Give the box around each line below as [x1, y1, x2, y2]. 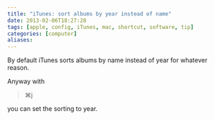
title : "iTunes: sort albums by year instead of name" [7, 10, 172, 18]
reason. [7, 64, 30, 72]
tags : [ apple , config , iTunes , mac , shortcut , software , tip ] [7, 23, 194, 30]
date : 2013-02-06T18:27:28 [7, 17, 87, 24]
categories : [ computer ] [7, 30, 78, 37]
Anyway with [7, 77, 45, 85]
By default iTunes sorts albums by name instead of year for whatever [7, 56, 208, 64]
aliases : [7, 37, 33, 44]
